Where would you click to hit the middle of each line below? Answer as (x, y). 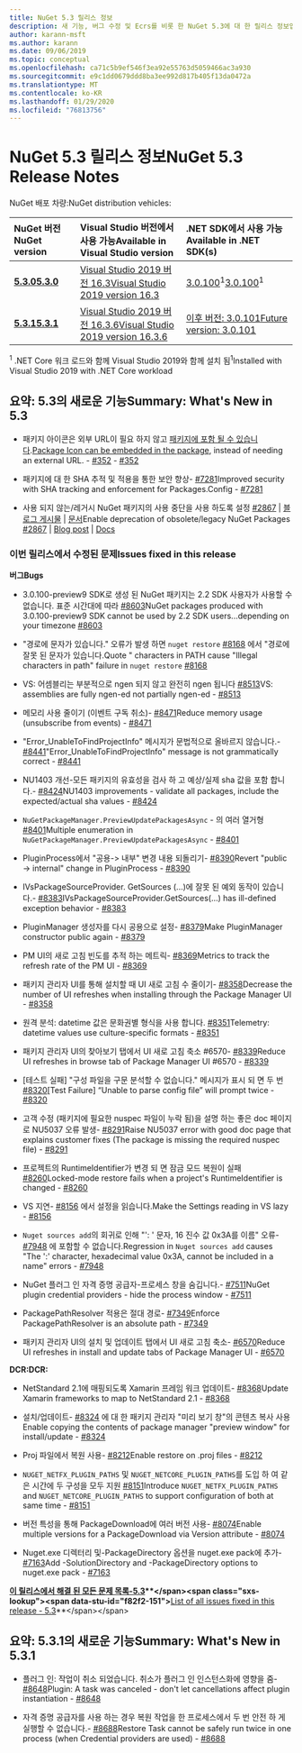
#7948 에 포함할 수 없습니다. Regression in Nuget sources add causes (147, 1246)
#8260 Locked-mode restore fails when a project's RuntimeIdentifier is (152, 1178)
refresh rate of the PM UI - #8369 (84, 965)
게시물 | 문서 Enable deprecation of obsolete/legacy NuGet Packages (164, 518)
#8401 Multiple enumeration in (77, 829)
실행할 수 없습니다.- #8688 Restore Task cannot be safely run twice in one (157, 1728)
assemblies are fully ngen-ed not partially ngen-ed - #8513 (131, 694)
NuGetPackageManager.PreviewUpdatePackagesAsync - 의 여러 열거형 (143, 819)
